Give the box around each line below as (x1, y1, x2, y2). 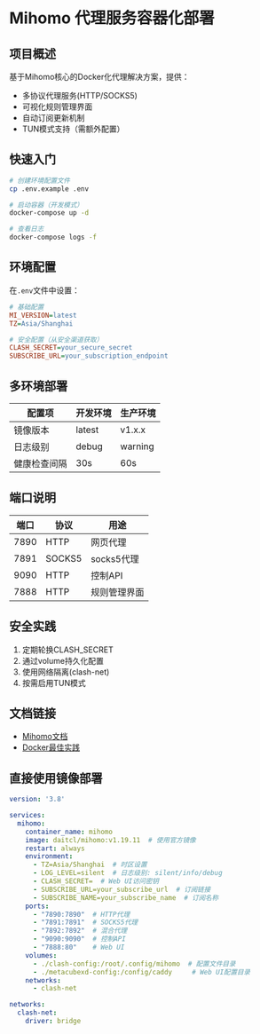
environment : (25, 852, 74, 861)
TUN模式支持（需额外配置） (21, 123, 125, 134)
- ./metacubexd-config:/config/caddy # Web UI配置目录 (32, 967, 251, 976)
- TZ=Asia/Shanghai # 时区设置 (32, 860, 148, 870)
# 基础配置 (9, 303, 44, 312)
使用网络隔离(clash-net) (21, 667, 110, 677)
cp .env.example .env (9, 184, 90, 193)
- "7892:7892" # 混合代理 (32, 927, 128, 935)
